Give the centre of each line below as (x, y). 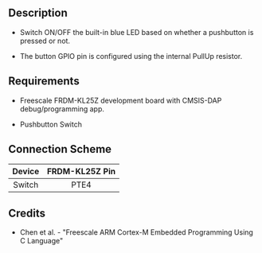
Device (26, 172)
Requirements (44, 82)
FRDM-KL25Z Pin (81, 172)
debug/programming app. (62, 109)
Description (38, 13)
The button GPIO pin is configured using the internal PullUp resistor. (131, 56)
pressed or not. (45, 41)
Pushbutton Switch (51, 124)
